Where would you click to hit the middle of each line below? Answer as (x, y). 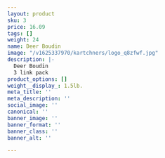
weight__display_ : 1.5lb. (45, 86)
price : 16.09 (26, 27)
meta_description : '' (39, 99)
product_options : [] (38, 79)
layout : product (31, 14)
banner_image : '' (33, 118)
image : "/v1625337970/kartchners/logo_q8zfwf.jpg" (83, 53)
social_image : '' (33, 105)
